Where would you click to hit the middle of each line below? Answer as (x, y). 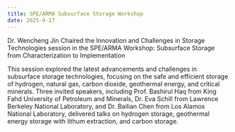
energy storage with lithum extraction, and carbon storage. (93, 121)
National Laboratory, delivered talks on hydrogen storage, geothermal (109, 114)
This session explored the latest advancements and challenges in (102, 69)
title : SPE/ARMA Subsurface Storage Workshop (75, 14)
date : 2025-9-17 (31, 20)
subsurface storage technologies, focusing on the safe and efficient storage (118, 76)
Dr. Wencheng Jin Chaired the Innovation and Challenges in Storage (106, 40)
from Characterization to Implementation (66, 55)
